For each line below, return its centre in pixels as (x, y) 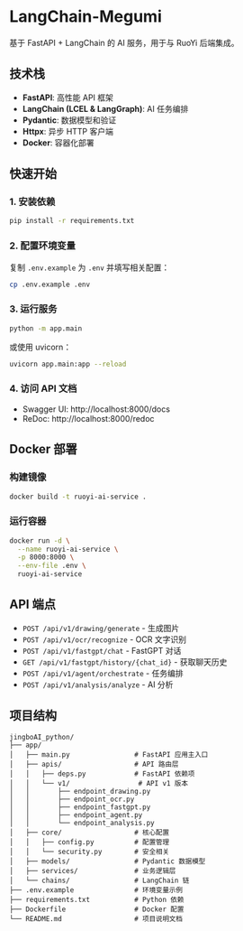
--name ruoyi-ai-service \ (68, 549)
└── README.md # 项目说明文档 (96, 918)
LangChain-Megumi (85, 17)
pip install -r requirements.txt (72, 221)
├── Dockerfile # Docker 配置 (97, 909)
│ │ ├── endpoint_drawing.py (80, 791)
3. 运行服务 (33, 309)
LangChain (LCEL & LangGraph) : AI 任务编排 (105, 108)
